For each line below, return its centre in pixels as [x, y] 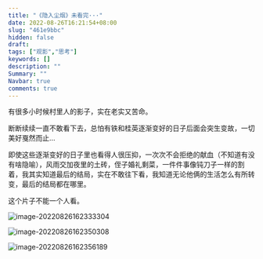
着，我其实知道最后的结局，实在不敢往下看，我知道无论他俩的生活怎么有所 [128, 174]
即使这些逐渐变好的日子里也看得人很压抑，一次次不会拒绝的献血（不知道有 [128, 155]
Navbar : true [29, 81]
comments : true [33, 88]
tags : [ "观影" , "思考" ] [43, 52]
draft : [19, 45]
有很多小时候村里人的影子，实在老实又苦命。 [80, 111]
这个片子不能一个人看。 [46, 201]
